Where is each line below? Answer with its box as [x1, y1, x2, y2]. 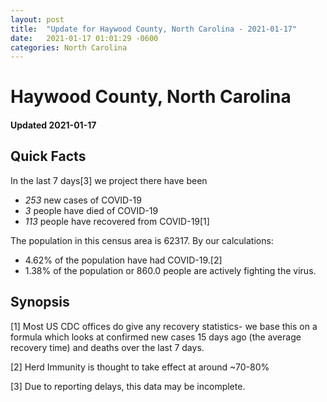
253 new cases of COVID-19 [24, 194, 142, 206]
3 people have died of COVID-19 [24, 204, 159, 216]
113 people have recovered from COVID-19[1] [24, 215, 210, 227]
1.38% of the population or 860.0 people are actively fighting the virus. [24, 264, 317, 276]
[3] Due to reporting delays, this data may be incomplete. [10, 380, 246, 392]
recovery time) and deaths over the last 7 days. [10, 341, 205, 353]
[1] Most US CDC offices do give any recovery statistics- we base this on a [10, 320, 318, 332]
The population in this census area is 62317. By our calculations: [10, 234, 274, 246]
